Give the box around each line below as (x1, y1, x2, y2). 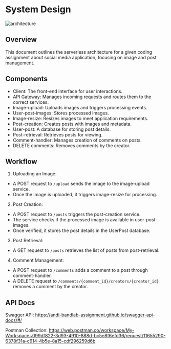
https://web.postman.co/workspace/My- (48, 327, 135, 333)
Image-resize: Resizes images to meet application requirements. (12, 115, 148, 121)
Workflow (5, 157, 37, 166)
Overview (5, 35, 37, 44)
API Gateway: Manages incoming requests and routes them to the (12, 94, 152, 100)
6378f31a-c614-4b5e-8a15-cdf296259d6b (5, 338, 96, 344)
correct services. (12, 99, 49, 105)
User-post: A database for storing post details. (12, 126, 111, 132)
